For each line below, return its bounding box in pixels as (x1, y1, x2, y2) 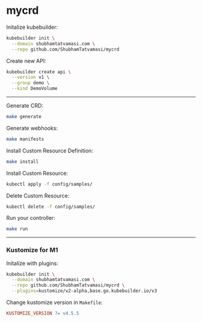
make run (6, 226, 28, 232)
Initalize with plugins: (6, 260, 58, 267)
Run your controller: (6, 214, 55, 222)
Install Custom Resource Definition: (6, 147, 93, 154)
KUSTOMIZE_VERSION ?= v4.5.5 (6, 311, 79, 317)
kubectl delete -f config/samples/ (6, 204, 96, 210)
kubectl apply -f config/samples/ (6, 181, 93, 187)
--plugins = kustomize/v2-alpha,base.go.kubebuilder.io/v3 (11, 288, 158, 294)
